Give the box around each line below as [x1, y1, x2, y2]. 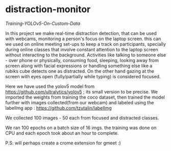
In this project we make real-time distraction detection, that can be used [5, 30, 157, 36]
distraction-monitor [5, 4, 91, 15]
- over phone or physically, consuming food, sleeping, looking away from [5, 57, 159, 63]
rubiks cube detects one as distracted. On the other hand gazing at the [5, 68, 154, 74]
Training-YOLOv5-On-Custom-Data [5, 20, 81, 26]
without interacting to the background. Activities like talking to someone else [5, 52, 166, 58]
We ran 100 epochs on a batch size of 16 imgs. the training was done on [5, 125, 157, 131]
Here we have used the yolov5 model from [5, 83, 95, 89]
